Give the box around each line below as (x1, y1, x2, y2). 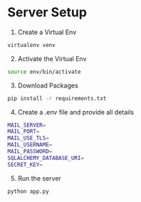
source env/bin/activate (7, 68, 81, 75)
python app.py (7, 188, 50, 195)
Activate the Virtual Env (17, 54, 87, 63)
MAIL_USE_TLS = (7, 134, 50, 142)
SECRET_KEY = (7, 161, 43, 168)
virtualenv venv (7, 41, 56, 48)
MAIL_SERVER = (7, 122, 46, 129)
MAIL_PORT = (7, 128, 40, 135)
